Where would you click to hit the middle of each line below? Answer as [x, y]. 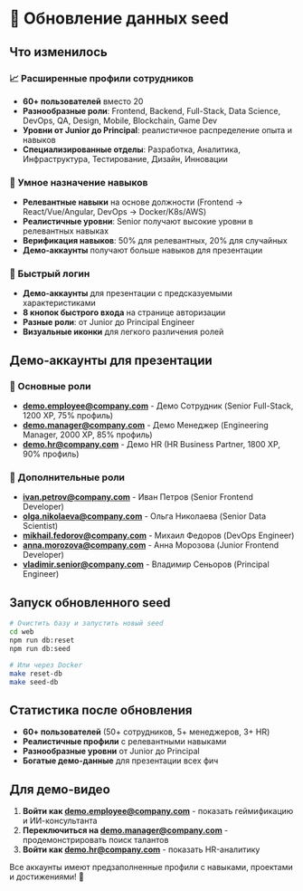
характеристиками [59, 303]
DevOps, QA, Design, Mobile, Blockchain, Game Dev [120, 120]
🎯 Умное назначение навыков [79, 182]
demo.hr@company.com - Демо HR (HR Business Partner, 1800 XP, [151, 445]
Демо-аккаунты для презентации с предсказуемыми [127, 293]
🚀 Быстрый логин [50, 273]
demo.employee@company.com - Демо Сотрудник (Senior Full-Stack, [158, 406]
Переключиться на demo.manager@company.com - [125, 830]
